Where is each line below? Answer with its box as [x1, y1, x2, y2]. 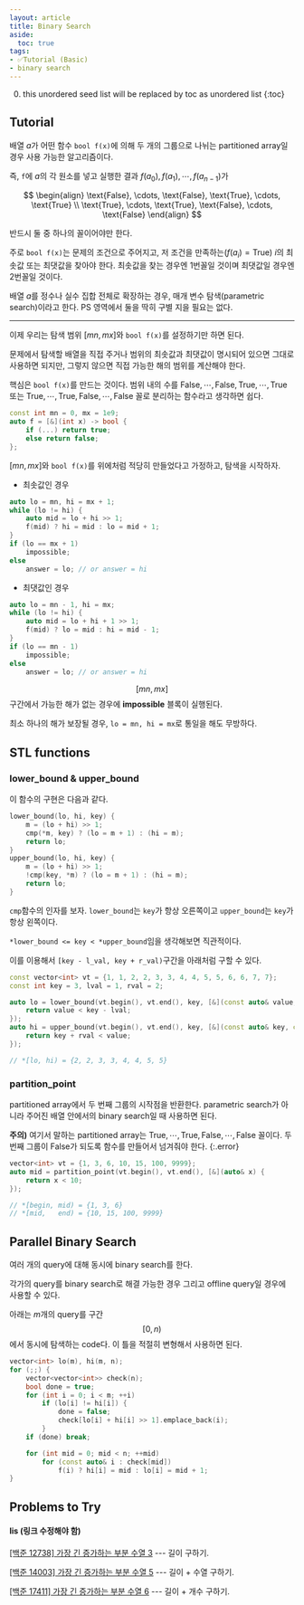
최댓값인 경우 [22, 582, 70, 593]
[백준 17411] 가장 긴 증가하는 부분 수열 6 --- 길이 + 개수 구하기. [9, 1585, 231, 1597]
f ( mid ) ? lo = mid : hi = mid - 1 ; [25, 625, 160, 634]
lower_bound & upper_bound [9, 772, 140, 784]
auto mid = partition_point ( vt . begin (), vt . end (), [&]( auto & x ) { [9, 1167, 265, 1176]
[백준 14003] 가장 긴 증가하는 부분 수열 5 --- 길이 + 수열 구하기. [9, 1566, 235, 1577]
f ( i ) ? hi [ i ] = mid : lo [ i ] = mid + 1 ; [57, 1466, 209, 1475]
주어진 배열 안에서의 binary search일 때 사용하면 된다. [25, 1110, 217, 1122]
